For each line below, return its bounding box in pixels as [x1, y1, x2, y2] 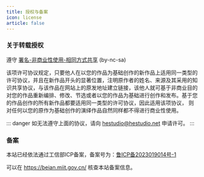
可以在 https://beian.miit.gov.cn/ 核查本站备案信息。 [6, 164, 136, 171]
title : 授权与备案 [6, 8, 49, 15]
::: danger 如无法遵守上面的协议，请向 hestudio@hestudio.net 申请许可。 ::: [6, 119, 195, 127]
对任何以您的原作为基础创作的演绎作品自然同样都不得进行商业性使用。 [6, 106, 182, 114]
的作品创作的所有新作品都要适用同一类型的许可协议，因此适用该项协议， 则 [6, 99, 194, 106]
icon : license [6, 14, 42, 21]
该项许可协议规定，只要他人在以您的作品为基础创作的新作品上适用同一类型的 [6, 69, 198, 76]
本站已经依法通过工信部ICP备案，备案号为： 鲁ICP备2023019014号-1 [6, 150, 177, 158]
